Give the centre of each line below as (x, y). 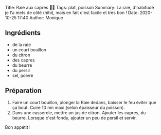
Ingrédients (23, 33)
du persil (21, 70)
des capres (23, 60)
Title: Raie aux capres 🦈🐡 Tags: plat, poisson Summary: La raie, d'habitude (80, 7)
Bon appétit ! (18, 127)
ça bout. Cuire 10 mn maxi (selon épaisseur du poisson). (68, 107)
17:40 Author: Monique (40, 18)
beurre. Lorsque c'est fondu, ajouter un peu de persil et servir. (74, 118)
